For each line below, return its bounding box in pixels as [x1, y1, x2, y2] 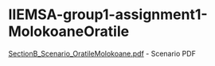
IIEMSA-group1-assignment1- [8, 6, 209, 24]
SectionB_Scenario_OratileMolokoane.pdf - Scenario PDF [8, 49, 197, 58]
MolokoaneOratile [8, 22, 130, 41]
